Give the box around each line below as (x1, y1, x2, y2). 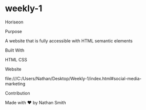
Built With (5, 47, 24, 53)
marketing (5, 81, 25, 87)
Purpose (5, 28, 22, 34)
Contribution (5, 90, 30, 96)
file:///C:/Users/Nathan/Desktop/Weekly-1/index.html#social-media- (5, 75, 142, 81)
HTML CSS (5, 56, 28, 62)
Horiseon (5, 19, 23, 25)
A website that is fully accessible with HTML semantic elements (5, 37, 133, 44)
